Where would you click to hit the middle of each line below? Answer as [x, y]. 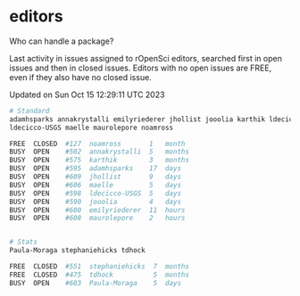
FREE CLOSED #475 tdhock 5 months [100, 275]
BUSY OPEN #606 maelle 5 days [95, 185]
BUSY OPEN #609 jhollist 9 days [95, 177]
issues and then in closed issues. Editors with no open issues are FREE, [141, 68]
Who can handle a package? [62, 41]
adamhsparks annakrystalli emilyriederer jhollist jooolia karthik [137, 119]
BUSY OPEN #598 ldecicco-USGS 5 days [95, 193]
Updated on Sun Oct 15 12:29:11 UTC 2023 [87, 95]
